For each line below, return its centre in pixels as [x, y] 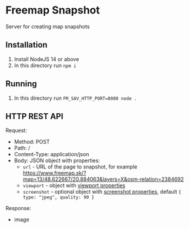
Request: [16, 130]
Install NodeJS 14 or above [46, 59]
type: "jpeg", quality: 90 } [59, 197]
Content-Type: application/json [51, 154]
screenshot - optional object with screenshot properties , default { [102, 192]
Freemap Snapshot [53, 10]
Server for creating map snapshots [48, 26]
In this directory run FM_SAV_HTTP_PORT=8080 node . [75, 98]
